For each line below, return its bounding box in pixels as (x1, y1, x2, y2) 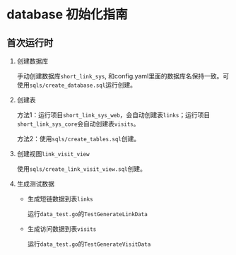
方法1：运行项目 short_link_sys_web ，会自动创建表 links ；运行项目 (16, 111, 211, 119)
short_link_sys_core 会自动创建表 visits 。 (16, 119, 140, 128)
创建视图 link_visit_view (16, 150, 90, 158)
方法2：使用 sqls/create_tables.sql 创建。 (16, 135, 141, 143)
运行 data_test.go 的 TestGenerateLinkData (27, 210, 148, 218)
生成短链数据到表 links (27, 195, 93, 203)
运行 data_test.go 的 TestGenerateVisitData (27, 239, 151, 248)
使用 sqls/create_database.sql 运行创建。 (16, 81, 137, 89)
